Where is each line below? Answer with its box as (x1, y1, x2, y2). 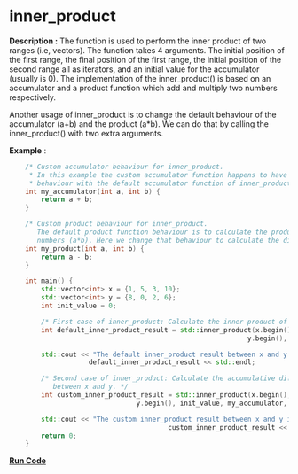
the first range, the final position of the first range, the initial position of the (9, 54, 282, 65)
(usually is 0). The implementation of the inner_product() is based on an (9, 73, 271, 83)
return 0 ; (41, 431, 77, 440)
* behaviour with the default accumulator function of (28, 179, 237, 188)
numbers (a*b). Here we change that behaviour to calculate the (36, 236, 279, 245)
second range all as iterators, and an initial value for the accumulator (9, 64, 260, 74)
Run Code (9, 455, 47, 466)
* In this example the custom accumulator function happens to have (28, 170, 288, 179)
